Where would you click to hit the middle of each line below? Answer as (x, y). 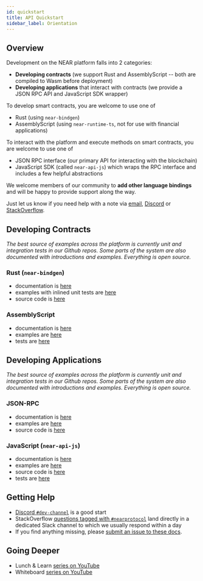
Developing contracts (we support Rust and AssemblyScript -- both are (105, 74)
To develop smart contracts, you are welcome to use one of (81, 106)
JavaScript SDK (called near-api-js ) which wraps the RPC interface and (105, 167)
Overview (25, 48)
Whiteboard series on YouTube (54, 572)
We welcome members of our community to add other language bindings (99, 185)
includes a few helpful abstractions (59, 174)
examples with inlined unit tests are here (66, 293)
